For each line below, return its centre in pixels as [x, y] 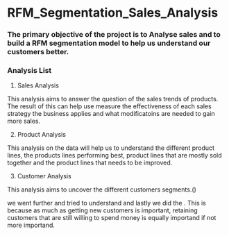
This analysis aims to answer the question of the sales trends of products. [113, 99]
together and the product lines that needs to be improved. [90, 163]
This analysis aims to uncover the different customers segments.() [102, 189]
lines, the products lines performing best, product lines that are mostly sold [114, 155]
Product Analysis [41, 135]
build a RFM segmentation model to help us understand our [109, 43]
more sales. [24, 121]
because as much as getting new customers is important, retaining [102, 210]
